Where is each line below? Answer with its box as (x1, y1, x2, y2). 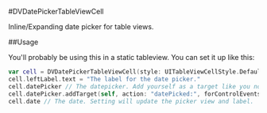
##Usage (8, 37, 39, 47)
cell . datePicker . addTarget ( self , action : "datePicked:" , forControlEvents (8, 90, 261, 98)
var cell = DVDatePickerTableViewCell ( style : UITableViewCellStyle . (8, 68, 240, 76)
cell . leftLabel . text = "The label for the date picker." (8, 75, 201, 83)
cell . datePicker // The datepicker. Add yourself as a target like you (8, 82, 250, 90)
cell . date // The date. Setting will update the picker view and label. (8, 97, 254, 105)
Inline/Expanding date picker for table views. (8, 22, 154, 31)
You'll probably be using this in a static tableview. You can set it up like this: (8, 53, 255, 62)
